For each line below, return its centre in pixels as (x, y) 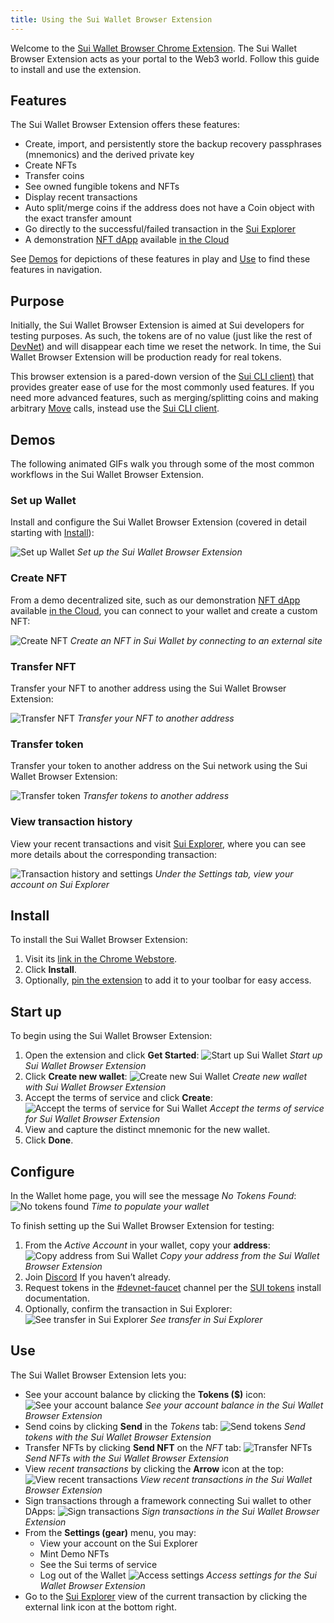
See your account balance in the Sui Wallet (234, 1405)
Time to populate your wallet (150, 1206)
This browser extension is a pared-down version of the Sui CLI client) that (162, 377)
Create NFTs (50, 165)
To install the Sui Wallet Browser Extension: (99, 940)
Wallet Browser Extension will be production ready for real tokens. (146, 357)
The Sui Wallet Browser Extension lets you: (98, 1375)
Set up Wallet (43, 500)
